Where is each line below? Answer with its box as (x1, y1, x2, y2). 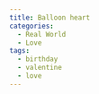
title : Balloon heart (9, 13, 91, 22)
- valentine (17, 64, 63, 73)
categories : (9, 21, 54, 30)
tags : (9, 47, 30, 56)
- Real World (17, 30, 67, 38)
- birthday (17, 55, 58, 64)
